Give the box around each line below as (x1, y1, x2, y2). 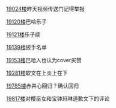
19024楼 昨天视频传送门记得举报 (6, 5, 85, 12)
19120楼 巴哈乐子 (6, 18, 47, 25)
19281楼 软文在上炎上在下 (6, 69, 68, 77)
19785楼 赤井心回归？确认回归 (6, 82, 79, 89)
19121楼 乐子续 (6, 31, 41, 38)
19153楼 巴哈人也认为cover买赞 (6, 57, 82, 63)
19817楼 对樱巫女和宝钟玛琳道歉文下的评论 (6, 95, 110, 102)
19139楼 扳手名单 (6, 44, 47, 51)
